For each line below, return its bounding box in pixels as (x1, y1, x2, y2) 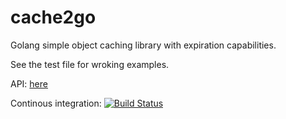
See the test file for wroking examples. (10, 58, 170, 70)
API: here (10, 77, 48, 90)
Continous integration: (10, 97, 102, 109)
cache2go (10, 6, 97, 29)
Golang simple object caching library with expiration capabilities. (10, 39, 277, 51)
